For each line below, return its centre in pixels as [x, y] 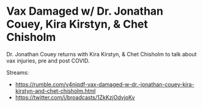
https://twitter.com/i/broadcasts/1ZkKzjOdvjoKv [75, 97]
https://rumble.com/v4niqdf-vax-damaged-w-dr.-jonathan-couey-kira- [105, 84]
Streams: [18, 72]
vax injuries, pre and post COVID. [48, 61]
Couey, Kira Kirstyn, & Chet [77, 24]
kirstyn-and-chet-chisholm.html [55, 90]
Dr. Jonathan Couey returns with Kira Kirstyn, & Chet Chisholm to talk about [102, 54]
